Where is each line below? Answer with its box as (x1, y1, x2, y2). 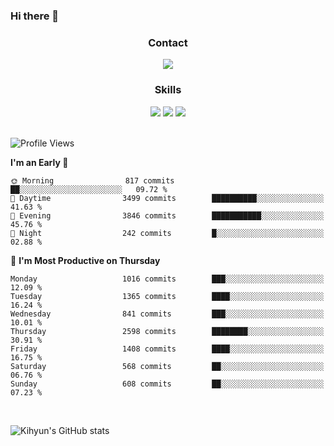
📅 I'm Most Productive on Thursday (10, 254, 161, 266)
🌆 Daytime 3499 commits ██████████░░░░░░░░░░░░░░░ (10, 193, 325, 203)
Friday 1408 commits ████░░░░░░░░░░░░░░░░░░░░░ (10, 344, 325, 354)
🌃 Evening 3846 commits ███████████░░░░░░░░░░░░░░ (10, 210, 325, 221)
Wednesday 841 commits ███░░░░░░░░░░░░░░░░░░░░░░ (10, 309, 325, 319)
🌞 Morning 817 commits (10, 175, 175, 186)
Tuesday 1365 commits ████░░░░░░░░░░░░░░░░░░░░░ (10, 291, 325, 301)
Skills (154, 83, 182, 97)
